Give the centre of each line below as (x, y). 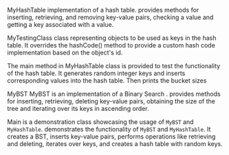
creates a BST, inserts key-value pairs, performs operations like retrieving (111, 136)
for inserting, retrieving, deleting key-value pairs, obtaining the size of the (111, 101)
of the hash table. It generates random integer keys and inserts (96, 73)
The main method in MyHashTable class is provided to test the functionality (114, 66)
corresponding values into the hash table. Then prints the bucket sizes (107, 81)
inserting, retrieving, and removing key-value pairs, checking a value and (110, 17)
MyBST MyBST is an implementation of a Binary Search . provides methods (114, 94)
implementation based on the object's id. (65, 52)
